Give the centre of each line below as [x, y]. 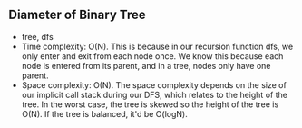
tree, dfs [37, 36]
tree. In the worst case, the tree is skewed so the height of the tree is [150, 104]
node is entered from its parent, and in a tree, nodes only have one [146, 65]
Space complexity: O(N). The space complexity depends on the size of [154, 84]
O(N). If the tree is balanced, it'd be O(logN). [104, 113]
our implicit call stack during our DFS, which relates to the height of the [154, 94]
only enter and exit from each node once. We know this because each [152, 56]
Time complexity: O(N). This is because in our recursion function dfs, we [157, 46]
